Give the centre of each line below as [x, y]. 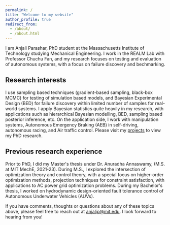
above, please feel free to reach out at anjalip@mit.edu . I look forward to [81, 211]
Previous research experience [54, 152]
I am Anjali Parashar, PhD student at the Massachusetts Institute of [75, 48]
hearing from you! [24, 217]
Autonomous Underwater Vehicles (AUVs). [50, 196]
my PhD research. [24, 136]
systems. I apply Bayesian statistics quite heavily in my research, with [91, 108]
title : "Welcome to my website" [39, 15]
